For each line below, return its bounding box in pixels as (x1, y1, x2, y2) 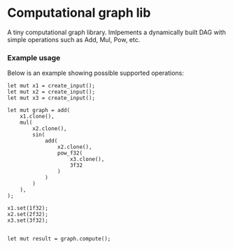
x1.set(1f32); (7, 205, 49, 212)
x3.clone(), (69, 156, 105, 163)
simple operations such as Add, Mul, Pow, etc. (7, 35, 141, 43)
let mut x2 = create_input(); (7, 89, 96, 96)
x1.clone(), (20, 113, 55, 120)
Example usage (7, 52, 61, 62)
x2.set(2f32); (7, 211, 49, 218)
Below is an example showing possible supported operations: (7, 69, 184, 78)
